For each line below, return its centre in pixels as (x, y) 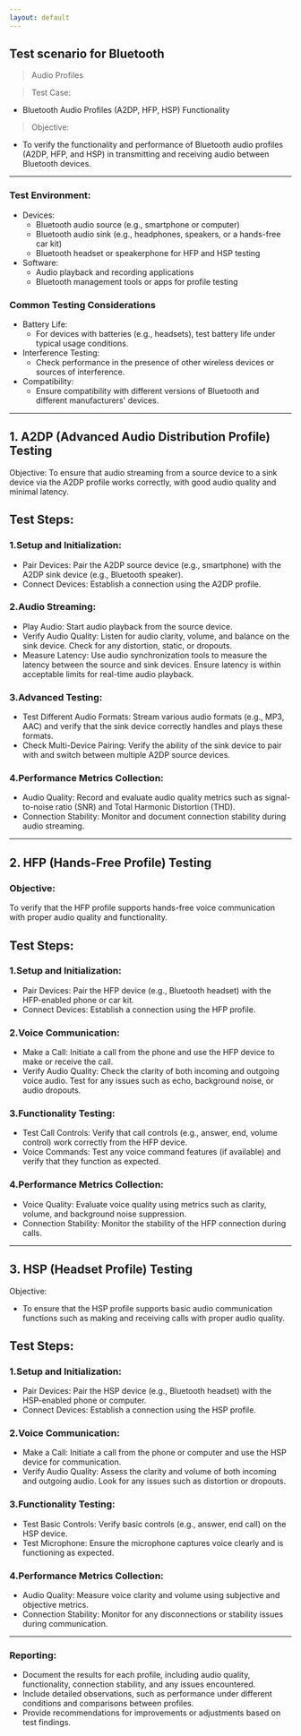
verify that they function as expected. (91, 1162)
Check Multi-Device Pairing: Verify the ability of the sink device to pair (152, 745)
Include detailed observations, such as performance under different (147, 1694)
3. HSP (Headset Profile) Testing (101, 1270)
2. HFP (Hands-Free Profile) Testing (111, 862)
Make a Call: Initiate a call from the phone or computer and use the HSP (154, 1453)
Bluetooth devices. (57, 164)
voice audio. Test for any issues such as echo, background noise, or (148, 1081)
